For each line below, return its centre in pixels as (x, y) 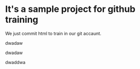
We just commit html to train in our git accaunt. (53, 33)
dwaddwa (15, 62)
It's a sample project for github (70, 9)
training (22, 20)
